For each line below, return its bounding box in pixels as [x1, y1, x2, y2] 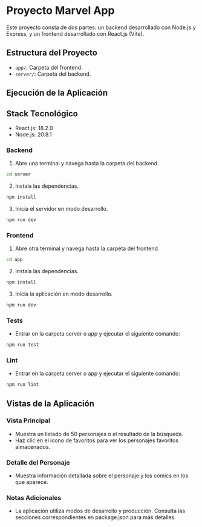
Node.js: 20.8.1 [15, 131, 52, 138]
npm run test [6, 342, 39, 348]
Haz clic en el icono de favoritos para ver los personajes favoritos [15, 437, 179, 444]
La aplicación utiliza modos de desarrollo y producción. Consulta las [15, 507, 186, 515]
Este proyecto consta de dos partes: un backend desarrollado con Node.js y [6, 24, 196, 31]
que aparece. [15, 479, 48, 486]
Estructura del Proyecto [6, 48, 98, 58]
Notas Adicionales [6, 494, 62, 502]
